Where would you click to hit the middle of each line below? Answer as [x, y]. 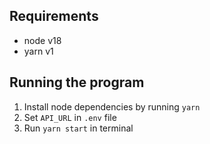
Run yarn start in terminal [78, 128]
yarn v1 [38, 51]
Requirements [54, 16]
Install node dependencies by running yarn [112, 106]
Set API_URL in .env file [70, 117]
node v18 [42, 40]
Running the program [77, 82]
